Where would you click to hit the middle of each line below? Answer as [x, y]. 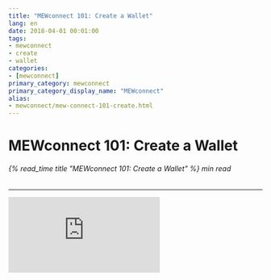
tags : [17, 38]
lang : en [23, 23]
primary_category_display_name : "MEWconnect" [86, 91]
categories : [28, 69]
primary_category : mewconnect [59, 83]
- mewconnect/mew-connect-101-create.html [81, 106]
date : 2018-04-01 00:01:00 [54, 31]
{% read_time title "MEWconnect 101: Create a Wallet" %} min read [120, 168]
